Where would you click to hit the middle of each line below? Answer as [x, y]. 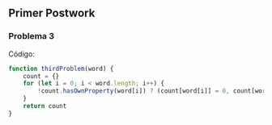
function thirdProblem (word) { [61, 69]
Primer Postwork [52, 13]
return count [45, 106]
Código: [21, 54]
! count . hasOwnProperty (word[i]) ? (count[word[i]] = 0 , [134, 91]
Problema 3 [32, 36]
